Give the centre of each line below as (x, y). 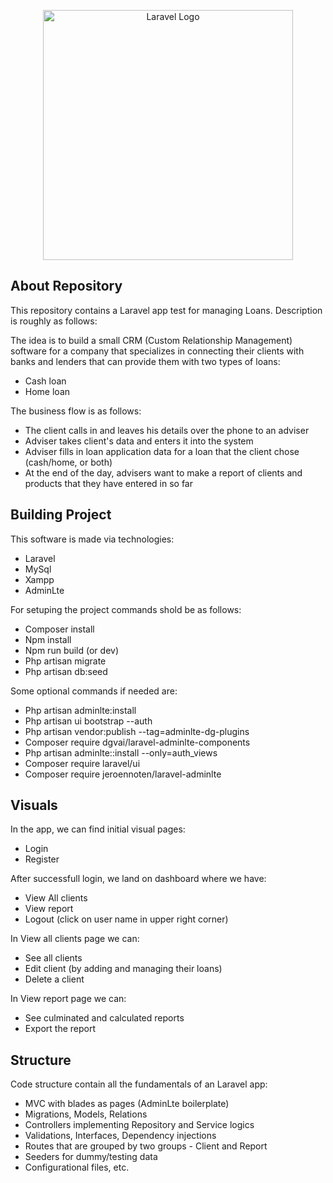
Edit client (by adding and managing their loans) (123, 969)
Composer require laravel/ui (82, 763)
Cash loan (45, 381)
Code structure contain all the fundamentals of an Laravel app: (139, 1084)
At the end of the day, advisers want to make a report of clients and (163, 472)
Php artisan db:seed (66, 671)
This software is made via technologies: (92, 539)
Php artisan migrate (65, 661)
